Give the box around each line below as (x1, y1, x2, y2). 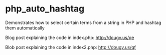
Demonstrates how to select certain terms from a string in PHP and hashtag (5, 19, 161, 25)
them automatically (5, 24, 45, 30)
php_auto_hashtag (5, 3, 85, 14)
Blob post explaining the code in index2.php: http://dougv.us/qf (5, 44, 136, 50)
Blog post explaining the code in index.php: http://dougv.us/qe (5, 34, 134, 40)
